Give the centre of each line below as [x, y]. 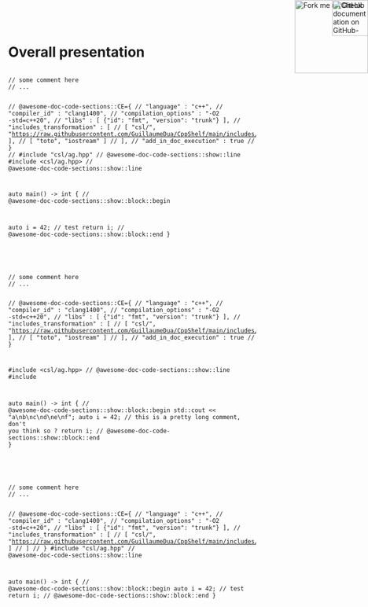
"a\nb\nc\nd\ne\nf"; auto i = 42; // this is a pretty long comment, [125, 418]
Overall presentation [77, 52]
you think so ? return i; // [56, 431]
